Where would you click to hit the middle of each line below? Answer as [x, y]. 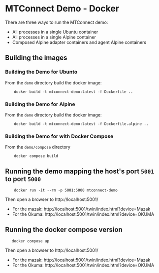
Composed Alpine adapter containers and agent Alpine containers [79, 42]
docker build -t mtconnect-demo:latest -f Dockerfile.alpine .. [81, 124]
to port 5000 [23, 179]
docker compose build [36, 156]
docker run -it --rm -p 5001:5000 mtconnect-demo [66, 191]
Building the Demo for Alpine [40, 104]
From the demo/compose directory [38, 147]
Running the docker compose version [64, 230]
